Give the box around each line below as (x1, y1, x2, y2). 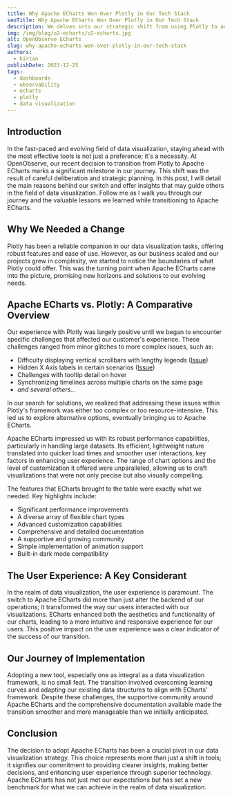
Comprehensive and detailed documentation (17, 527, 144, 536)
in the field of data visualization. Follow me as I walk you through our (7, 189, 202, 197)
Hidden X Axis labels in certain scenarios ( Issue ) (17, 363, 155, 371)
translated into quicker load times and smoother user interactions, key (7, 449, 206, 457)
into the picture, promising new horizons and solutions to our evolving (7, 271, 206, 279)
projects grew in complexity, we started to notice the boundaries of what (7, 256, 214, 265)
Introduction (7, 126, 62, 138)
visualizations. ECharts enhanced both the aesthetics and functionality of (7, 611, 215, 619)
